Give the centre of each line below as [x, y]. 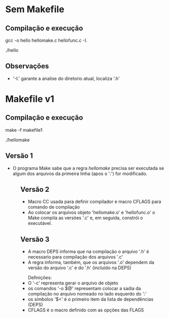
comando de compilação [54, 207]
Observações [27, 66]
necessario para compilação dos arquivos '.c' [75, 257]
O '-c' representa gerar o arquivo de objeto [73, 283]
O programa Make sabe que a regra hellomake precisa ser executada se [88, 168]
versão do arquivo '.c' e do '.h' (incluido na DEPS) [79, 268]
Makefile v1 [30, 99]
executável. [40, 223]
